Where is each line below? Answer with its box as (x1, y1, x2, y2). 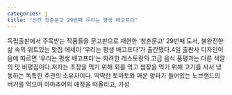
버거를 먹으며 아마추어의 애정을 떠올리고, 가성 (7, 80, 130, 88)
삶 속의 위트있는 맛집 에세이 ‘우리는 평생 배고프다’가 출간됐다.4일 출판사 (7, 45, 200, 53)
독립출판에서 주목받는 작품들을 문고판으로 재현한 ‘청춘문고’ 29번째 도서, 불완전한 (7, 36, 224, 45)
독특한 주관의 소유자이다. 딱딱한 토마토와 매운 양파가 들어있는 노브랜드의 (25, 71, 221, 80)
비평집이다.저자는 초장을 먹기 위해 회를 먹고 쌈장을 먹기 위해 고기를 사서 (22, 62, 215, 71)
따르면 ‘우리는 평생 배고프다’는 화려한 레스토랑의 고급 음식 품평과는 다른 (19, 53, 213, 62)
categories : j (7, 10, 49, 17)
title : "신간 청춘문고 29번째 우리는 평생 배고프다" (7, 17, 138, 24)
